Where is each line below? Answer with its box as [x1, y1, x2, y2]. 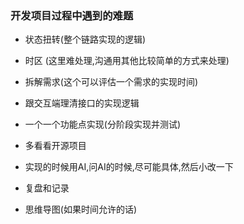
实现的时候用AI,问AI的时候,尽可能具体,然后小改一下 [24, 161, 234, 173]
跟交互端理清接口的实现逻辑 [24, 97, 140, 109]
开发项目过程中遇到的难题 [10, 8, 134, 22]
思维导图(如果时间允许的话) [24, 203, 138, 216]
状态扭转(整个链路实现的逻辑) [24, 33, 147, 46]
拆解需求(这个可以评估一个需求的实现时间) [24, 76, 199, 88]
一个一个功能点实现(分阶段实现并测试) [24, 118, 182, 131]
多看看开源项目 [24, 140, 87, 152]
